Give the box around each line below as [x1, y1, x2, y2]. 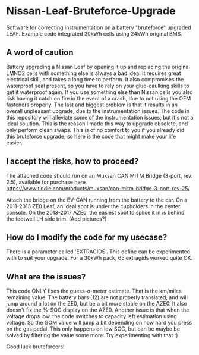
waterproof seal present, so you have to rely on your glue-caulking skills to [6, 82, 189, 89]
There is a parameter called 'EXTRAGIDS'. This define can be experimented [6, 248, 191, 255]
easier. [6, 139, 23, 146]
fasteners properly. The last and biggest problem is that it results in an [6, 101, 178, 108]
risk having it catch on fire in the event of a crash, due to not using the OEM [6, 95, 191, 102]
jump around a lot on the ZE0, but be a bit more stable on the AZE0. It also [6, 300, 187, 307]
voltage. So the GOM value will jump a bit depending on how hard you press [6, 319, 192, 326]
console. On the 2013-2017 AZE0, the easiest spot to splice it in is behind [6, 209, 185, 216]
